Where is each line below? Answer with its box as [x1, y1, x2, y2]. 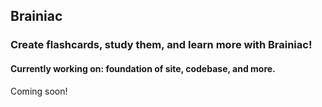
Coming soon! [10, 85, 68, 97]
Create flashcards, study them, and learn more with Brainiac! [10, 38, 313, 52]
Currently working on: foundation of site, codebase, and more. [10, 62, 276, 74]
